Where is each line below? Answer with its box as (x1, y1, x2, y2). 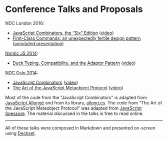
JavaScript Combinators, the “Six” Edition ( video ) (12, 30, 114, 36)
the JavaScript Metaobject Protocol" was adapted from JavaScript (5, 105, 142, 111)
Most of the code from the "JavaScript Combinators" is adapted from (5, 94, 147, 100)
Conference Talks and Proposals (5, 4, 143, 15)
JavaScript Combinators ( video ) (12, 79, 78, 85)
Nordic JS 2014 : (5, 50, 38, 56)
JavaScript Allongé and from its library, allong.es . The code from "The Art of (5, 99, 162, 106)
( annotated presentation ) (12, 40, 64, 46)
